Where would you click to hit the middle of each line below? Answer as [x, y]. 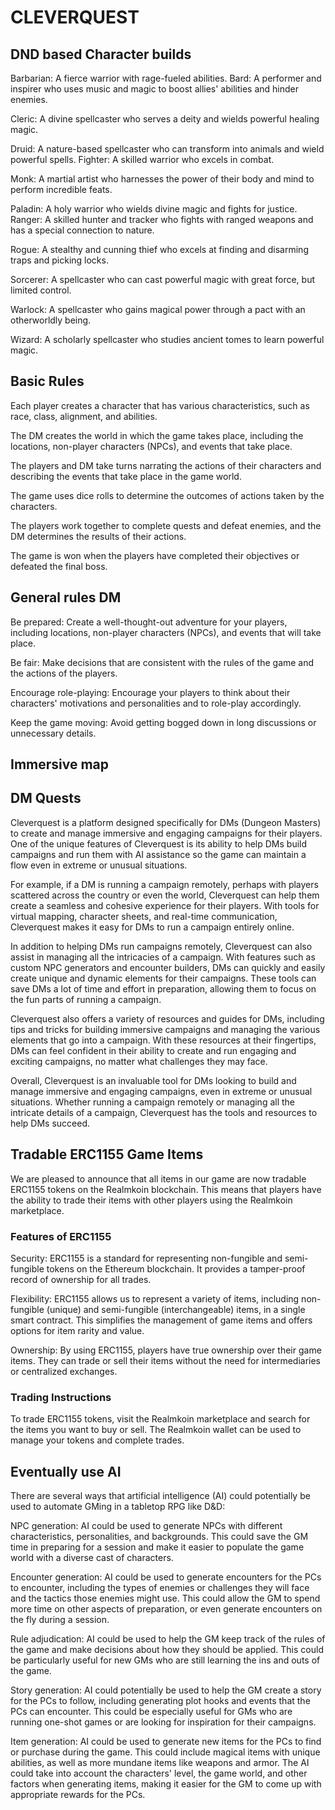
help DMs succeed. [50, 1123]
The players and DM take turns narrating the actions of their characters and [166, 465]
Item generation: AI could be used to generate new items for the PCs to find [166, 1742]
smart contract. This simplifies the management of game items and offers [161, 1320]
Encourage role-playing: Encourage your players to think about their [150, 692]
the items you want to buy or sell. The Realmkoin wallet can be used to [156, 1430]
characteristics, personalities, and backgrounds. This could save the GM [159, 1537]
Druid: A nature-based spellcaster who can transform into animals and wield [167, 149]
